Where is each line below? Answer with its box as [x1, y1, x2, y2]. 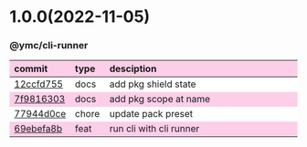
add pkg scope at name [109, 93, 211, 106]
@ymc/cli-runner [9, 39, 89, 52]
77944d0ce [14, 108, 67, 121]
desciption [109, 62, 157, 75]
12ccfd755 [14, 78, 64, 90]
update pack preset [109, 108, 194, 121]
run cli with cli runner [109, 122, 200, 135]
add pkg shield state [109, 78, 196, 90]
